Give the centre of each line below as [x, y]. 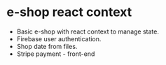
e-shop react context [69, 12]
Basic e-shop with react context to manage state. [88, 31]
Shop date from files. [47, 46]
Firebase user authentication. [59, 38]
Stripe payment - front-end [56, 54]
